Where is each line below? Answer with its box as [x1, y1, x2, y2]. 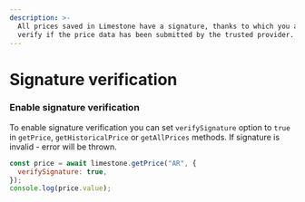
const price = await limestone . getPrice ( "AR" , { [9, 159, 197, 168]
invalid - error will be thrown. [9, 141, 118, 152]
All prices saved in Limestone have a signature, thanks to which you [17, 22, 290, 31]
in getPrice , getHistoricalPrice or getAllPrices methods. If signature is [9, 131, 280, 142]
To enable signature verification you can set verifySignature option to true [9, 121, 290, 132]
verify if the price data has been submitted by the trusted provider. [17, 30, 295, 39]
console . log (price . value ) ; [9, 184, 112, 193]
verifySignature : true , [17, 167, 107, 177]
